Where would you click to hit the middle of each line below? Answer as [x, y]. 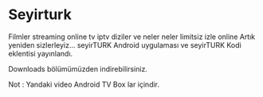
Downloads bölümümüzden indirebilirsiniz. [78, 68]
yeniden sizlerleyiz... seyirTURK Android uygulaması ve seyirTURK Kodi [125, 45]
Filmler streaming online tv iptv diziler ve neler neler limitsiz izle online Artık [132, 37]
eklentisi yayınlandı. [41, 53]
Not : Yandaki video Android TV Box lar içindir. [84, 84]
